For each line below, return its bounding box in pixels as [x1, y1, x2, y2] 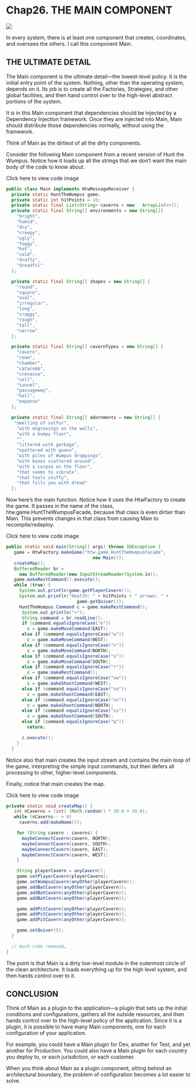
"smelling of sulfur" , [13, 420, 69, 426]
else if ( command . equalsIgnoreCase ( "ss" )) [21, 708, 127, 714]
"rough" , [16, 317, 38, 323]
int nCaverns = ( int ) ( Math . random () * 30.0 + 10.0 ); [13, 809, 148, 815]
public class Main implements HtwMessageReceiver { [6, 186, 135, 192]
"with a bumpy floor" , [16, 431, 72, 437]
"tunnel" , [16, 382, 41, 388]
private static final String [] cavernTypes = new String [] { [11, 344, 164, 350]
